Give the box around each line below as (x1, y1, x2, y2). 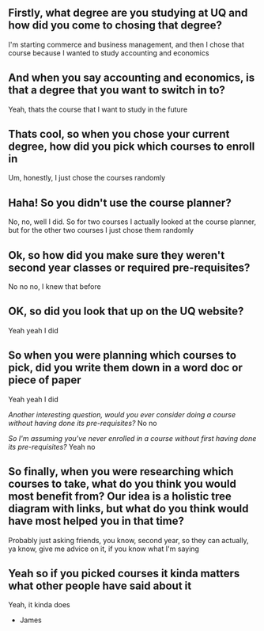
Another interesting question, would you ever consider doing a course (8, 409, 236, 419)
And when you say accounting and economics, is (8, 71, 255, 85)
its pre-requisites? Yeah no (8, 442, 96, 451)
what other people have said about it (8, 579, 192, 592)
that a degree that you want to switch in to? (8, 83, 225, 97)
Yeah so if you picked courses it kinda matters (8, 566, 240, 580)
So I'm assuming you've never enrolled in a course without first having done (8, 433, 257, 443)
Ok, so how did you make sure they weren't (8, 249, 225, 262)
